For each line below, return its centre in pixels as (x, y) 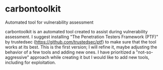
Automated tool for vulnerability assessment (49, 22)
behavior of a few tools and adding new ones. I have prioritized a (70, 52)
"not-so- (145, 52)
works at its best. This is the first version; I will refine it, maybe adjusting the (81, 47)
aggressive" (17, 57)
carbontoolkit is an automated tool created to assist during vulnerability (76, 31)
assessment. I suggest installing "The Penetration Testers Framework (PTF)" (82, 37)
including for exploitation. (30, 62)
